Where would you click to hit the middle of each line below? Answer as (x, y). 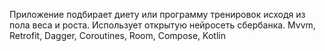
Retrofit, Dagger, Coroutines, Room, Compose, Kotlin (117, 35)
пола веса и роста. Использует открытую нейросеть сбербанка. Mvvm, (162, 25)
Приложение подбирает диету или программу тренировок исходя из (157, 14)
